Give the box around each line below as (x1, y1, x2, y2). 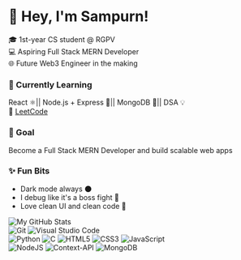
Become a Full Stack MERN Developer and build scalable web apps (8, 145, 233, 155)
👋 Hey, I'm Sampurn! (8, 7, 149, 26)
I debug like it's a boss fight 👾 (19, 192, 119, 202)
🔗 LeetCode (8, 107, 49, 117)
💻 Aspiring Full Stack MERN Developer (8, 46, 140, 56)
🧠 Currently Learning (8, 79, 93, 90)
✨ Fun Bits (8, 165, 50, 177)
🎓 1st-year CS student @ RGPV (8, 34, 115, 44)
